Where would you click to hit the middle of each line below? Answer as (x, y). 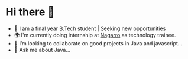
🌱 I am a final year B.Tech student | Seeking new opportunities (90, 28)
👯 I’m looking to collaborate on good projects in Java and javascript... (98, 43)
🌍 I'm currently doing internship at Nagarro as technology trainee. (95, 35)
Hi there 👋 (30, 12)
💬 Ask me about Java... (42, 50)
